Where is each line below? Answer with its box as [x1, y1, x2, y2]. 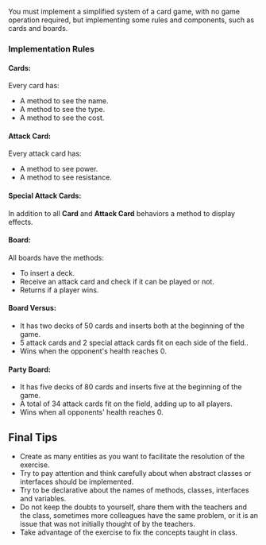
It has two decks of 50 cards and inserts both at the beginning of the [19, 321, 245, 330]
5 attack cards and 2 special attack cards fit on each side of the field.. [19, 338, 249, 347]
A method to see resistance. [19, 172, 113, 182]
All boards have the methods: [8, 253, 105, 262]
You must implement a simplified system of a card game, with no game [8, 7, 241, 16]
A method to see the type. [19, 105, 106, 114]
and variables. [19, 493, 67, 503]
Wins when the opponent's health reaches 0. [19, 346, 167, 356]
